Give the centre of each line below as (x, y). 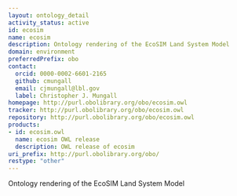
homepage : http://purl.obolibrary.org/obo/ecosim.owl (98, 103)
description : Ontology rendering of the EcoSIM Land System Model (119, 45)
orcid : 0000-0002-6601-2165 (61, 74)
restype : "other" (36, 162)
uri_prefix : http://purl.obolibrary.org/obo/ (84, 154)
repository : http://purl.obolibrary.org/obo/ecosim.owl (101, 118)
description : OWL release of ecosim (75, 147)
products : (24, 125)
